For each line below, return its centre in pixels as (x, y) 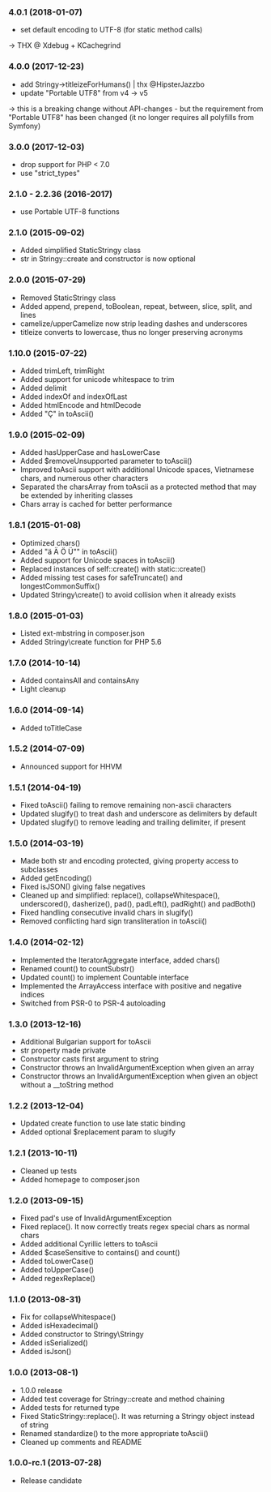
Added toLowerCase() (57, 1261)
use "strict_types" (50, 173)
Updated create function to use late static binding (103, 1123)
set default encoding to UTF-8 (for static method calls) (111, 30)
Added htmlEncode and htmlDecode (80, 405)
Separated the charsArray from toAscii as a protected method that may (138, 487)
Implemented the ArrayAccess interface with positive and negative (131, 986)
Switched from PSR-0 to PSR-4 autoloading (93, 1003)
